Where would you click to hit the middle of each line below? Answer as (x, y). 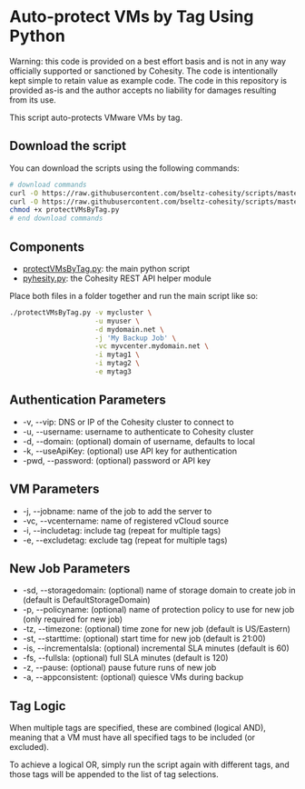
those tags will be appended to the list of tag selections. (114, 774)
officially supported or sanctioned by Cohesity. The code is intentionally (144, 71)
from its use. (33, 100)
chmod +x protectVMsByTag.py (64, 210)
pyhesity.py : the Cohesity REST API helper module (117, 278)
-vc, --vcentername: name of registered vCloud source (126, 521)
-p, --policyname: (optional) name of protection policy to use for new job (158, 610)
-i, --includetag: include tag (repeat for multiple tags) (122, 530)
